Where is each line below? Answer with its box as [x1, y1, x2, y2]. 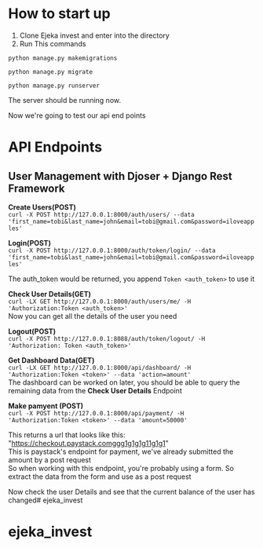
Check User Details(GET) [8, 289, 92, 298]
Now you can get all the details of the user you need [8, 311, 177, 320]
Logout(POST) [8, 327, 57, 336]
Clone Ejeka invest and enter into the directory [19, 31, 170, 40]
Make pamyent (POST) [8, 401, 84, 411]
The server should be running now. [8, 95, 122, 104]
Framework [8, 181, 65, 195]
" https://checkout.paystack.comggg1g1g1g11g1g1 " [8, 438, 169, 448]
